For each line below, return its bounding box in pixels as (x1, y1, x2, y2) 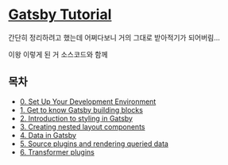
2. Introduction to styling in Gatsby (19, 113, 133, 123)
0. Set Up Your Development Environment (19, 97, 157, 106)
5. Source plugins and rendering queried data (19, 139, 169, 148)
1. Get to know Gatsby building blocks (19, 105, 143, 114)
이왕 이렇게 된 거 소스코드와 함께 (8, 49, 109, 59)
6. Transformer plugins (19, 147, 95, 156)
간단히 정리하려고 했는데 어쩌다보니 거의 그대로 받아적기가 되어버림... (8, 33, 221, 42)
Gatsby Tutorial (8, 6, 112, 24)
